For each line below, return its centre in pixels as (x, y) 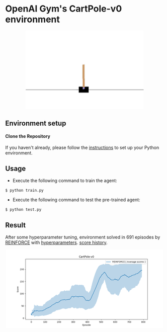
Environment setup (36, 123)
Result (16, 225)
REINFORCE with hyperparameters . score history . (57, 242)
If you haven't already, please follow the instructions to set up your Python (82, 147)
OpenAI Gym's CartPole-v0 (64, 9)
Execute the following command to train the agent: (65, 181)
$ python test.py (23, 210)
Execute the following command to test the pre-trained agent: (76, 200)
